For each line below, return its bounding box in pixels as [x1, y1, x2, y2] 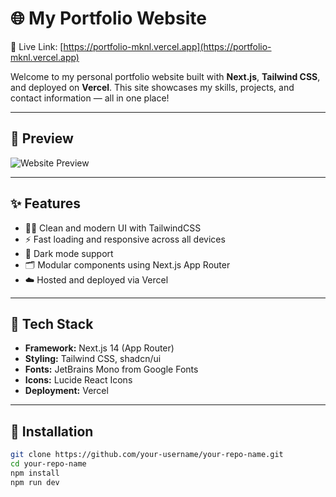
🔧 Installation [10, 423, 94, 440]
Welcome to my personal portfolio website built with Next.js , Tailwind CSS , [10, 70, 321, 82]
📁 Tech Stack [10, 315, 94, 332]
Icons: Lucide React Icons [24, 374, 133, 386]
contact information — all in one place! [10, 92, 170, 104]
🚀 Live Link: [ [10, 40, 64, 52]
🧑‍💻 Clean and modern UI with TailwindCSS [24, 222, 202, 234]
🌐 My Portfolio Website [10, 7, 207, 30]
